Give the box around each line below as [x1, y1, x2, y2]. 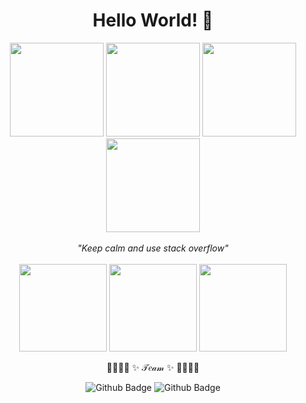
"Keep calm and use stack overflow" [77, 242, 229, 254]
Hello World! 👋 [92, 9, 214, 32]
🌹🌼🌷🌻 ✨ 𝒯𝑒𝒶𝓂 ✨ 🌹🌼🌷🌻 [106, 361, 200, 373]
